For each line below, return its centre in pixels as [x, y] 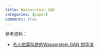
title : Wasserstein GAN [30, 10]
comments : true [21, 19]
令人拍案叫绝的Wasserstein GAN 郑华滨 [53, 44]
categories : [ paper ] [27, 14]
